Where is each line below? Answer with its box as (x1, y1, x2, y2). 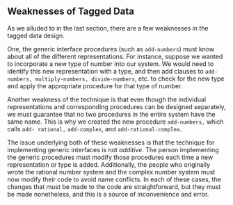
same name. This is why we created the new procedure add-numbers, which (7, 117, 224, 126)
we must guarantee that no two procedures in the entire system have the (7, 110, 216, 118)
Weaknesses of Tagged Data (7, 6, 134, 17)
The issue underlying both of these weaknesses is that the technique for (7, 138, 215, 147)
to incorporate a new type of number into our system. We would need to (7, 59, 214, 68)
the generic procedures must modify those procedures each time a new (7, 153, 214, 161)
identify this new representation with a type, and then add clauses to (7, 67, 204, 75)
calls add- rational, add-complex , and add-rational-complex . (7, 124, 182, 133)
